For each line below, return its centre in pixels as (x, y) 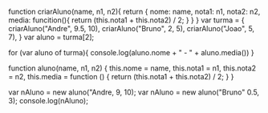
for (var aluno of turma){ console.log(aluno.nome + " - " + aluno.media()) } (131, 52)
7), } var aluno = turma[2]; (51, 37)
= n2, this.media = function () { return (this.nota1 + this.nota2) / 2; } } (121, 77)
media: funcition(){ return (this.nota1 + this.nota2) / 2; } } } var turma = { (126, 20)
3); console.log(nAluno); (48, 101)
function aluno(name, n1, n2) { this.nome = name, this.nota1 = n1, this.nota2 (132, 68)
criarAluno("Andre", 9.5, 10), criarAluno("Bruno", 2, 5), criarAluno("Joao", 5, (132, 28)
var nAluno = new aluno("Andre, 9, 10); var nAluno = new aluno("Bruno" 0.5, (134, 92)
